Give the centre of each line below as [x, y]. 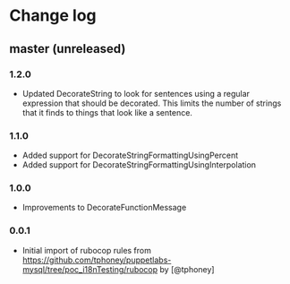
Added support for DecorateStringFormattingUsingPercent [130, 155]
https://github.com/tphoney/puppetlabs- [97, 260]
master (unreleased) [68, 49]
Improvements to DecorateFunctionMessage [104, 208]
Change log [53, 16]
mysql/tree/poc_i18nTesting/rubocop [90, 269]
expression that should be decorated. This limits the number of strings [152, 103]
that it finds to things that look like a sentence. [107, 112]
